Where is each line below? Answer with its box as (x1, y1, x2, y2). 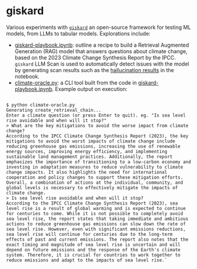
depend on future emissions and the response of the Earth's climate (6, 247, 181, 252)
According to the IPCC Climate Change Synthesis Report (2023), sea (6, 200, 178, 206)
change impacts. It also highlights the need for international (6, 169, 168, 175)
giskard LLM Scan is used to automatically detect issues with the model (14, 60, 190, 67)
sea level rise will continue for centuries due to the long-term (6, 231, 173, 237)
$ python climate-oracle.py (6, 102, 75, 108)
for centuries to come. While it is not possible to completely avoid (6, 210, 183, 216)
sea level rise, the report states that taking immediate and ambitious (6, 216, 189, 222)
